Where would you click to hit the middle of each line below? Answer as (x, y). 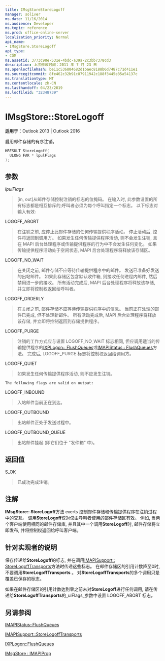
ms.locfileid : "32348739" (32, 92)
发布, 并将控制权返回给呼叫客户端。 (45, 530)
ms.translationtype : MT (30, 79)
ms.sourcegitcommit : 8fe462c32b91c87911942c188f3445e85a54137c (71, 74)
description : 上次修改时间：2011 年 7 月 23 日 (51, 65)
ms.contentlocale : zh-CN (31, 83)
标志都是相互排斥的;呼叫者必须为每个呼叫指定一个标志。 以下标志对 (90, 205)
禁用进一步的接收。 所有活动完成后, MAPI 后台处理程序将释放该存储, (86, 283)
